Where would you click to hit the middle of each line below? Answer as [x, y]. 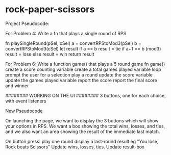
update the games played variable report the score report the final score [81, 80]
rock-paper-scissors [50, 9]
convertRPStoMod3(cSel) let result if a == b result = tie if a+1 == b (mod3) [83, 48]
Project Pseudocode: [27, 23]
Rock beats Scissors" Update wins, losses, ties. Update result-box [75, 147]
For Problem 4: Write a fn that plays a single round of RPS [66, 33]
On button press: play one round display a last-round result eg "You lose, [82, 141]
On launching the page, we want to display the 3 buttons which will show [82, 120]
